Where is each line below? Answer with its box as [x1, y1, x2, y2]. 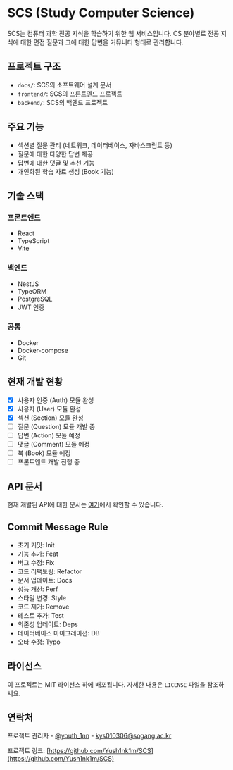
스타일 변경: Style [17, 593, 67, 602]
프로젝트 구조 [7, 61, 61, 73]
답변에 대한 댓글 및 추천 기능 [17, 159, 95, 167]
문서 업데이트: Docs [17, 576, 73, 584]
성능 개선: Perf [17, 585, 58, 593]
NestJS [17, 280, 39, 288]
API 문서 [7, 480, 42, 492]
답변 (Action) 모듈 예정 [17, 431, 81, 440]
